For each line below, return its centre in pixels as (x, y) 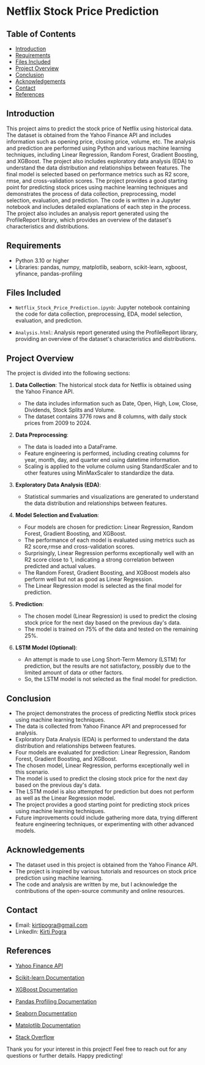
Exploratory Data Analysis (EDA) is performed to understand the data (102, 739)
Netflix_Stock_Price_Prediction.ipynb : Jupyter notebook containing (102, 308)
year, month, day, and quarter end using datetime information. (102, 460)
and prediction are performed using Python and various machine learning (99, 148)
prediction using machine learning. (59, 878)
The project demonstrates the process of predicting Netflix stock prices (106, 713)
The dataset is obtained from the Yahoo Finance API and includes (89, 135)
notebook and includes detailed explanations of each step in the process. (99, 206)
